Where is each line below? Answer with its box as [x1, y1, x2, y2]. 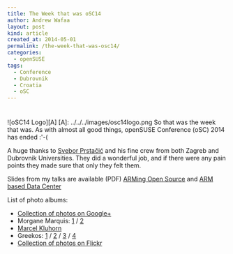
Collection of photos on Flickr [17, 239, 103, 248]
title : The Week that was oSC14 [7, 10, 101, 17]
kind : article [7, 29, 49, 37]
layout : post [7, 23, 45, 30]
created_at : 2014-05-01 [7, 36, 77, 43]
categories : [7, 50, 42, 57]
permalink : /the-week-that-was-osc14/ [7, 43, 120, 50]
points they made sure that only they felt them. [7, 161, 142, 170]
